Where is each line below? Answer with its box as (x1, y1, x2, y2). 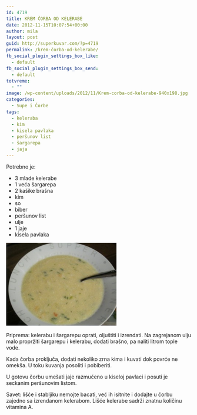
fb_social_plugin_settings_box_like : (6, 53, 99, 59)
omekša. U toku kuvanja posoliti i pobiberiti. (6, 361, 112, 368)
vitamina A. (6, 403, 34, 410)
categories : (6, 97, 35, 103)
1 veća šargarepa (14, 180, 56, 188)
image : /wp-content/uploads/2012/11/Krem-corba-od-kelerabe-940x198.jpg (6, 90, 188, 97)
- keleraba (11, 115, 38, 121)
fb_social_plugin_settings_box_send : (6, 65, 99, 71)
